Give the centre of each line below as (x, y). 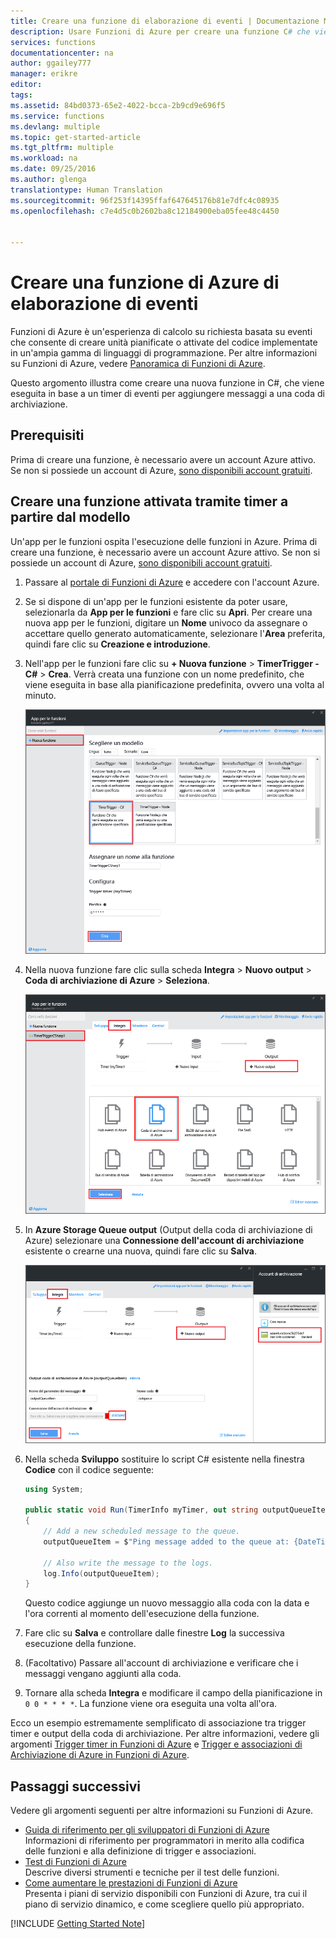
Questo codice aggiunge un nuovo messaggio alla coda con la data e (167, 1603)
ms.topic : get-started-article (75, 137)
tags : (21, 95)
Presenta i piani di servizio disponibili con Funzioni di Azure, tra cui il (166, 1894)
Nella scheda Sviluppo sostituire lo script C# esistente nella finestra (164, 1459)
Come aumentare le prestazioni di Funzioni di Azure (131, 1883)
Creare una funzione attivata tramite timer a (149, 501)
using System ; (54, 1489)
